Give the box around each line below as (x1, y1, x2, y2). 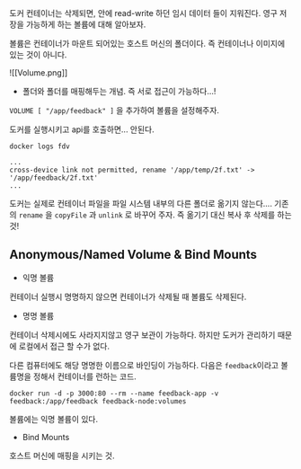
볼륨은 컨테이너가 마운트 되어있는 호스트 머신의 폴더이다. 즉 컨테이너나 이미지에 (9, 39, 286, 49)
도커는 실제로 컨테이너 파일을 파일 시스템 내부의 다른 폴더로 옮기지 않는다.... (9, 199, 272, 208)
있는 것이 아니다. (9, 49, 67, 60)
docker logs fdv (9, 142, 70, 151)
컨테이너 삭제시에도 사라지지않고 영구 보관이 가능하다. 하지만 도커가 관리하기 (9, 329, 276, 340)
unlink (98, 211, 123, 220)
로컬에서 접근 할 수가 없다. (18, 341, 111, 351)
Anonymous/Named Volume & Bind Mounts (9, 247, 258, 262)
